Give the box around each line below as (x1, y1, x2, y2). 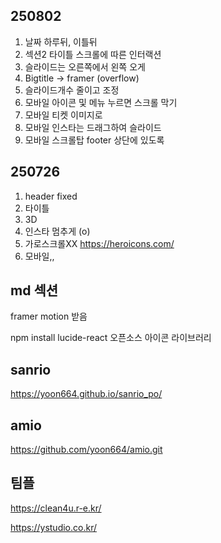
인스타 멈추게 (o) (24, 225, 91, 237)
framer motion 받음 (10, 310, 88, 323)
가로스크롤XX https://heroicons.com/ (24, 237, 175, 249)
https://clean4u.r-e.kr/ (10, 502, 102, 514)
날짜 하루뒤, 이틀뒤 (24, 35, 98, 48)
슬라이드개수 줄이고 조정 (24, 84, 120, 96)
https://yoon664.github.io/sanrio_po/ (10, 388, 163, 400)
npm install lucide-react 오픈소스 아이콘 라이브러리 (10, 332, 212, 344)
